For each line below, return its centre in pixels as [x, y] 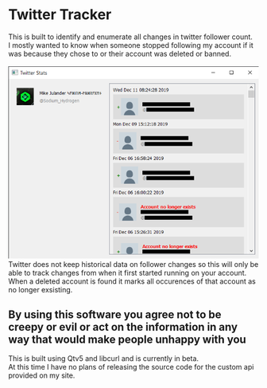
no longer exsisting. [41, 289]
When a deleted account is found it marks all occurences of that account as [132, 281]
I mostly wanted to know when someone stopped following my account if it [131, 45]
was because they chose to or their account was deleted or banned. [120, 53]
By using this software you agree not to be [115, 314]
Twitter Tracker [60, 15]
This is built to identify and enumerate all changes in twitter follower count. [130, 37]
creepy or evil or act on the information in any [123, 327]
